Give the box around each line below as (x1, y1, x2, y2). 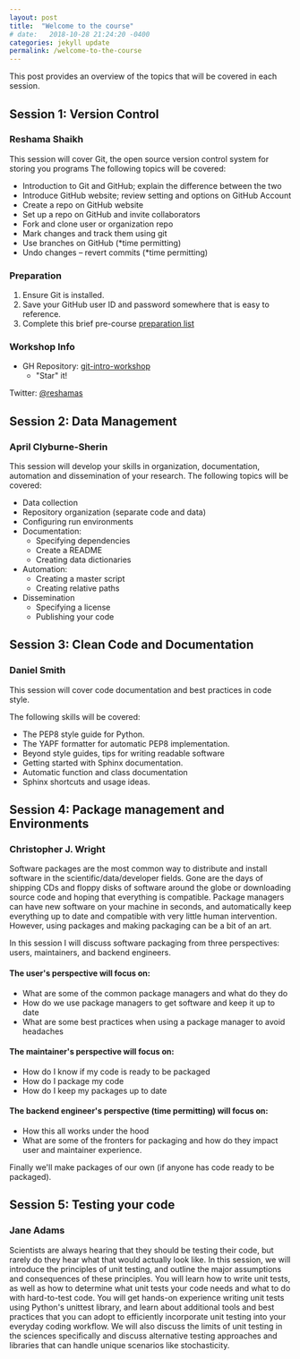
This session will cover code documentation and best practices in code (9, 684, 272, 695)
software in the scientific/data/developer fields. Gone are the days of (9, 873, 264, 884)
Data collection (21, 498, 79, 509)
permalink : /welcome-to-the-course (9, 47, 142, 56)
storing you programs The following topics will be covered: (9, 163, 227, 174)
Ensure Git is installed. (21, 290, 105, 301)
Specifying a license (35, 602, 111, 613)
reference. (21, 309, 61, 320)
